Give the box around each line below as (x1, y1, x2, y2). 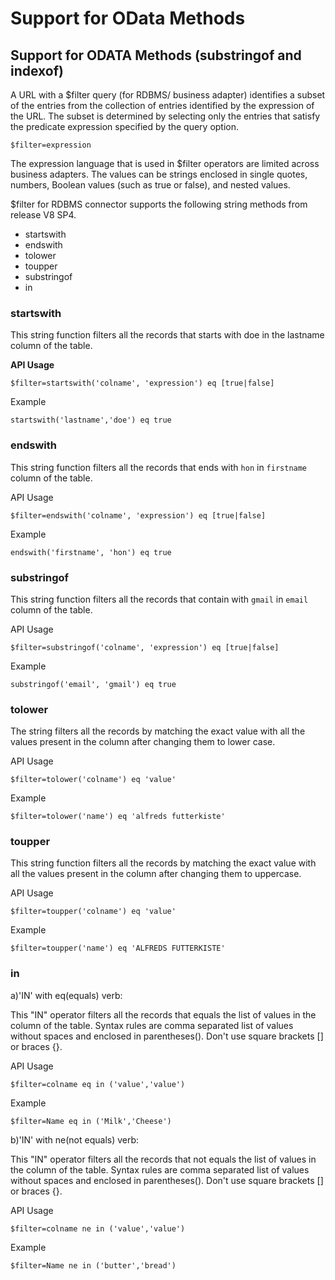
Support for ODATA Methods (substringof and (10, 47, 302, 64)
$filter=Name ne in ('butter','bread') (10, 1260, 177, 1271)
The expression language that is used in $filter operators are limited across (10, 158, 320, 169)
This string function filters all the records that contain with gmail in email (10, 593, 309, 605)
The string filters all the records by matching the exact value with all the (10, 725, 306, 737)
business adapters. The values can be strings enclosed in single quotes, (10, 168, 308, 180)
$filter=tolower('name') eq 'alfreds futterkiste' (10, 812, 226, 822)
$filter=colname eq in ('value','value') (10, 1079, 186, 1089)
